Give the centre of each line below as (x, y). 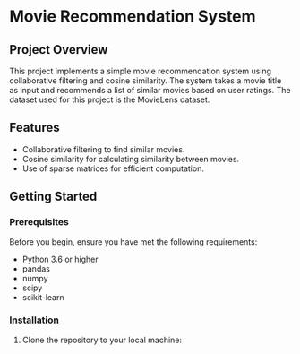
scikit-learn (43, 297)
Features (34, 128)
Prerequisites (39, 222)
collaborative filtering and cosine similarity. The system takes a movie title (146, 81)
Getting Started (53, 197)
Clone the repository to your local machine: (102, 340)
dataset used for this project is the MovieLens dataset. (110, 99)
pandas (36, 268)
